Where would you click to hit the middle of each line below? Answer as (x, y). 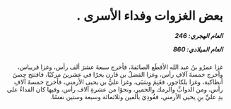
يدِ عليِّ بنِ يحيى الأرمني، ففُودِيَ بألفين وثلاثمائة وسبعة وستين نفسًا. (137, 97)
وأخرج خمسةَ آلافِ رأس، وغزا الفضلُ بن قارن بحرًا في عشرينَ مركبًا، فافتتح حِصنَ (118, 75)
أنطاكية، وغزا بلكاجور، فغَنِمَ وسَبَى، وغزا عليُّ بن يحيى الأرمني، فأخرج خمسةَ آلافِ (118, 82)
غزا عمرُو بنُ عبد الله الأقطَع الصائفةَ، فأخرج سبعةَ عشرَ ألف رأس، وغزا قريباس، (120, 67)
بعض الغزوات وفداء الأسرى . (150, 16)
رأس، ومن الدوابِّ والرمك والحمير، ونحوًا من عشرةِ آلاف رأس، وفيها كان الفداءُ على (115, 89)
